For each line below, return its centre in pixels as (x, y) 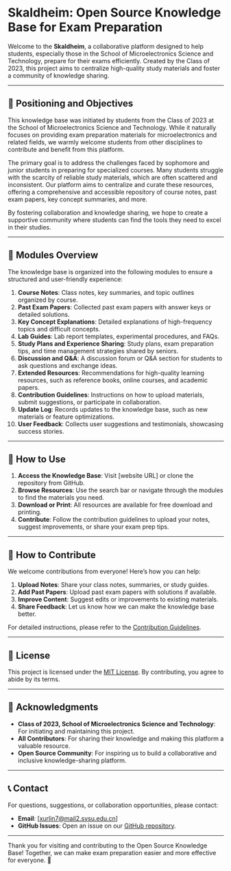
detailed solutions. (44, 314)
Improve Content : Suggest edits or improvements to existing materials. (118, 599)
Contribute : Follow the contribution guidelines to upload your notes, (114, 520)
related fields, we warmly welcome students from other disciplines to (105, 142)
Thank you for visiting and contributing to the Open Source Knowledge (108, 845)
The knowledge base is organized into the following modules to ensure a (110, 272)
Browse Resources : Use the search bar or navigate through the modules (120, 490)
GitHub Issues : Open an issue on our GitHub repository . (97, 826)
